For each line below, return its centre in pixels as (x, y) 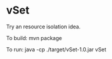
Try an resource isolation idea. (43, 27)
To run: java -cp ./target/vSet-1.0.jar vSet (56, 49)
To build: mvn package (34, 38)
